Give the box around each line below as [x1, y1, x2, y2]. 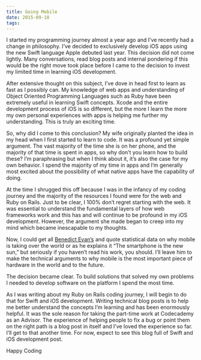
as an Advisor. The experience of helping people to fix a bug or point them [6, 316, 190, 324]
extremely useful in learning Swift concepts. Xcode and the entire [6, 99, 168, 106]
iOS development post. [6, 335, 63, 343]
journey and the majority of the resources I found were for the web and [6, 193, 182, 200]
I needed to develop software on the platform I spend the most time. [6, 280, 175, 287]
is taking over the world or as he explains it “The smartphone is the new [6, 242, 184, 250]
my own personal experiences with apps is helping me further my [6, 112, 168, 119]
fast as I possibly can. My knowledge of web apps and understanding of [6, 86, 185, 94]
